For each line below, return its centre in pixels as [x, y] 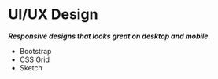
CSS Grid [34, 59]
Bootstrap [35, 51]
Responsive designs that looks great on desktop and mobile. [109, 36]
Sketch [31, 67]
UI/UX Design [53, 14]
